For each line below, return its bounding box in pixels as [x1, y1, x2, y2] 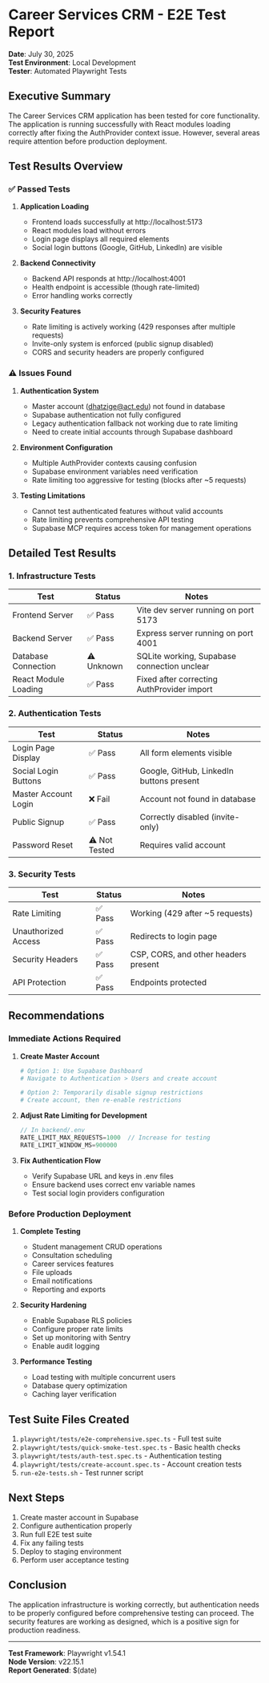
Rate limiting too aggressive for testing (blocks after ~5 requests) [31, 475, 247, 484]
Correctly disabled [139, 811, 210, 823]
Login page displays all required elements [31, 234, 170, 244]
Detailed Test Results [8, 547, 117, 560]
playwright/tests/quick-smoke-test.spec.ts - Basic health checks [19, 1442, 241, 1452]
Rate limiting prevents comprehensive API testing [31, 515, 195, 524]
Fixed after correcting [136, 674, 219, 685]
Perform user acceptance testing [19, 1555, 130, 1564]
